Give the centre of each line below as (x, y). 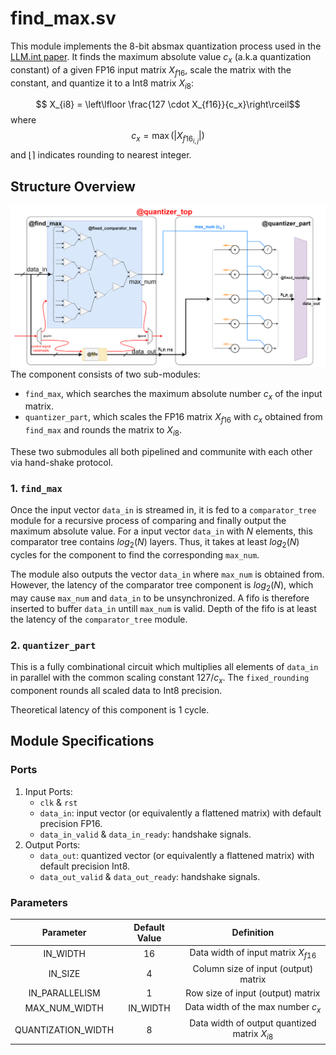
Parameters (39, 902)
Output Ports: (52, 844)
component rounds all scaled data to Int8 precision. (116, 691)
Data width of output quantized (253, 1023)
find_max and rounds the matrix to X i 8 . (103, 431)
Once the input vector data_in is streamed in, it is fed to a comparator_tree (163, 510)
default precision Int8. (85, 866)
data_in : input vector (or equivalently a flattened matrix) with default (180, 813)
